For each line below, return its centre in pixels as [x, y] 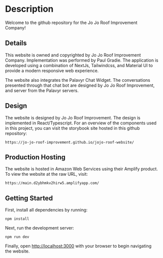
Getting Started [29, 198]
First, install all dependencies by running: [46, 210]
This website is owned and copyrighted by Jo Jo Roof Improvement [73, 55]
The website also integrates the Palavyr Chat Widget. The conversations [78, 80]
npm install [17, 219]
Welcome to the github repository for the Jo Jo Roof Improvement [71, 23]
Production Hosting [35, 157]
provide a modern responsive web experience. [52, 70]
